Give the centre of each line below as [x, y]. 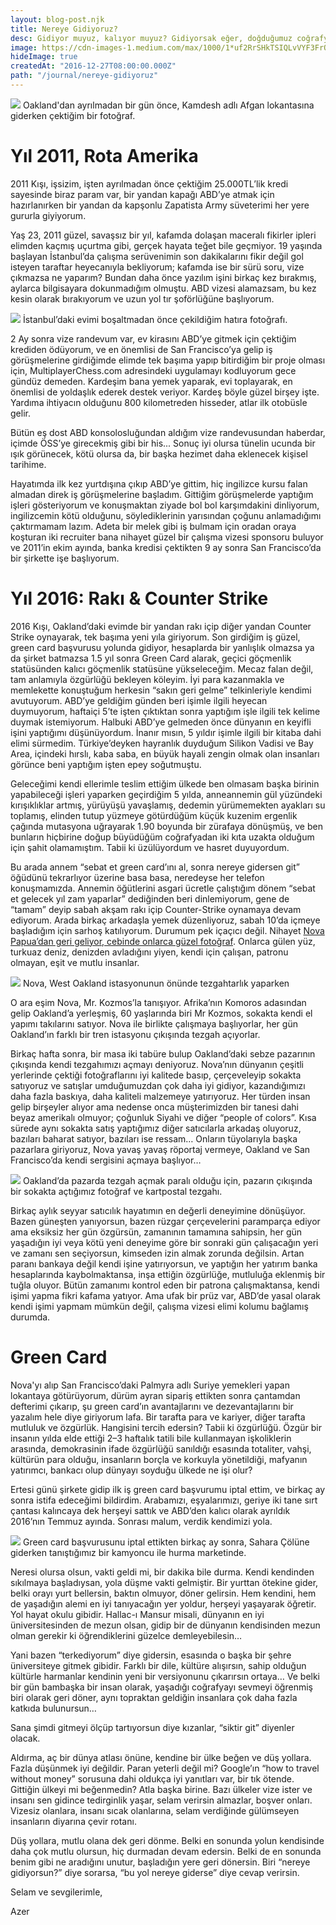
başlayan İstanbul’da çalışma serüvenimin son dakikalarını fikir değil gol [157, 256]
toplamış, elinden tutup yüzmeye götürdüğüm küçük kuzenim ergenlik [154, 815]
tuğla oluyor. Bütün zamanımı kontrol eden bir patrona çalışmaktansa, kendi [165, 1285]
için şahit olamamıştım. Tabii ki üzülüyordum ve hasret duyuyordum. [150, 847]
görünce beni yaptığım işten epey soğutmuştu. [106, 764]
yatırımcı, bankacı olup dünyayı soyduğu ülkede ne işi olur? [131, 1470]
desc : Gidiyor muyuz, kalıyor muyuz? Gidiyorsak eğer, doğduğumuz [151, 38]
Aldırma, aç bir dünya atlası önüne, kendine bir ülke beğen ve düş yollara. [161, 1757]
